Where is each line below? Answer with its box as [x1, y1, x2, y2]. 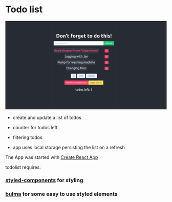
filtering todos [12, 134, 42, 140]
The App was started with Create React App [5, 154, 98, 160]
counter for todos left [12, 124, 58, 130]
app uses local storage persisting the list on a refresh [12, 144, 125, 150]
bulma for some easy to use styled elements [5, 191, 118, 198]
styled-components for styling [5, 177, 83, 184]
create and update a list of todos [12, 114, 82, 120]
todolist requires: [5, 164, 41, 170]
